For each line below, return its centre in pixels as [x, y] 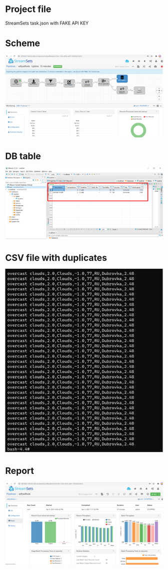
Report [19, 471]
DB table [23, 156]
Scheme [23, 43]
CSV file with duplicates [56, 257]
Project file [28, 9]
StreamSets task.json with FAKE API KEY [47, 23]
